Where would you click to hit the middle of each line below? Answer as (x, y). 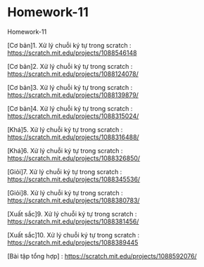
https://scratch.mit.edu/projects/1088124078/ (73, 74)
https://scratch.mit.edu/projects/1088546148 (72, 53)
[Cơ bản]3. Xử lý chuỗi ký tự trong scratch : (70, 87)
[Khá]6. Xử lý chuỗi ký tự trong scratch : (65, 150)
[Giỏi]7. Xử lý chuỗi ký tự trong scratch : (65, 171)
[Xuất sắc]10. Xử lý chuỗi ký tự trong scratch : (74, 235)
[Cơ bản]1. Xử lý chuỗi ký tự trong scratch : (69, 45)
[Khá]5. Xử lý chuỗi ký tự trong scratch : (65, 129)
